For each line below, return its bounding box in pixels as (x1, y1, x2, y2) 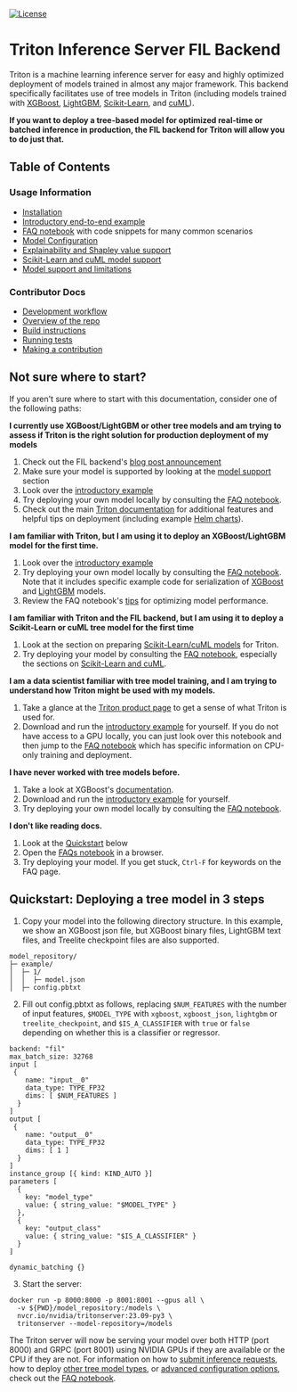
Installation (21, 206, 63, 218)
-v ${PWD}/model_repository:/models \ (17, 1303, 162, 1313)
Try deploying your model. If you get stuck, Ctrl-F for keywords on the (21, 856, 282, 867)
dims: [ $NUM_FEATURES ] (25, 1091, 117, 1100)
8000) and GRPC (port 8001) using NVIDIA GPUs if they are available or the (9, 1344, 285, 1355)
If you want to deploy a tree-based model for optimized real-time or (9, 114, 263, 125)
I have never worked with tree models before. (9, 767, 181, 778)
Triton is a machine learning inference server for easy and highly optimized (9, 69, 285, 79)
